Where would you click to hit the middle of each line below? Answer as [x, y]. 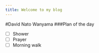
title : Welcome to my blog [34, 10]
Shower [21, 33]
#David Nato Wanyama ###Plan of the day [50, 24]
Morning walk [27, 45]
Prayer [20, 39]
